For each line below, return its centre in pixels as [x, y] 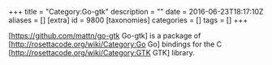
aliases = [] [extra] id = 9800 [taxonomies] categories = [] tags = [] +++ [128, 20]
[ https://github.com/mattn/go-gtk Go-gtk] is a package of [105, 36]
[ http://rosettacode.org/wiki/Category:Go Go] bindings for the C [115, 44]
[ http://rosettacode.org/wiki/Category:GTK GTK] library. [101, 53]
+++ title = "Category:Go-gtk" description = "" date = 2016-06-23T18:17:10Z [136, 12]
